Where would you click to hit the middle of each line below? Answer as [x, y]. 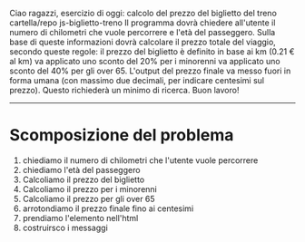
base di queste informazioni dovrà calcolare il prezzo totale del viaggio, [143, 42]
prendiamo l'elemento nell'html [80, 218]
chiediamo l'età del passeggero [81, 169]
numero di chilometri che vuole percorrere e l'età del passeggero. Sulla [143, 32]
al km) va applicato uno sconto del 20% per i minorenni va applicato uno [145, 61]
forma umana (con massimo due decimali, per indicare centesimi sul [137, 80]
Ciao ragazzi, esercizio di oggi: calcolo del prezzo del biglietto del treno [143, 13]
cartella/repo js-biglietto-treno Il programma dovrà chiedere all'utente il [143, 23]
